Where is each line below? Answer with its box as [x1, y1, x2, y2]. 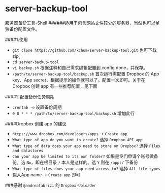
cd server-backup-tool [12, 60, 59, 65]
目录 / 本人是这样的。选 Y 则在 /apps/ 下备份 [48, 159, 138, 165]
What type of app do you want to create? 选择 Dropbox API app [12, 136, 143, 142]
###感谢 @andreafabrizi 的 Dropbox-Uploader [5, 182, 97, 188]
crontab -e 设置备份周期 [12, 104, 62, 110]
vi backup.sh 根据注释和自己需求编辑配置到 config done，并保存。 [12, 65, 148, 71]
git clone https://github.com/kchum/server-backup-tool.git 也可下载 [12, 47, 157, 53]
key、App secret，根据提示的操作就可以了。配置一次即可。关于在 [12, 77, 145, 83]
